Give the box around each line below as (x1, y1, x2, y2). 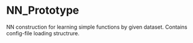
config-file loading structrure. (6, 29, 80, 36)
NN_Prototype (6, 4, 80, 17)
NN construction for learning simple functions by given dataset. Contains (6, 23, 188, 30)
